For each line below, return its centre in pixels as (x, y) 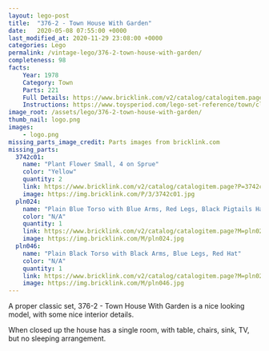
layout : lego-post (39, 16)
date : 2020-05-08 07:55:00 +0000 (68, 30)
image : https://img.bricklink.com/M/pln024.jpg (103, 239)
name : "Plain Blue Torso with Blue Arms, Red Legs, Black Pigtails (137, 209)
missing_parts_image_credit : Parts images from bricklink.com (114, 142)
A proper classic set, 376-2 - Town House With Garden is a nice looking (126, 306)
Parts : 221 (41, 90)
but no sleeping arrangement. (57, 339)
